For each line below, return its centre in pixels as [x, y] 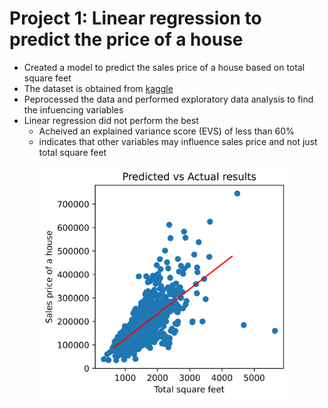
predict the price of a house [126, 39]
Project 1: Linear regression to [135, 18]
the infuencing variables [73, 109]
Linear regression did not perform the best [111, 120]
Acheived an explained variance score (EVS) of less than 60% [166, 131]
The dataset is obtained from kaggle [98, 88]
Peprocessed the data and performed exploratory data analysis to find [168, 99]
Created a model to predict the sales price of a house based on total [164, 67]
